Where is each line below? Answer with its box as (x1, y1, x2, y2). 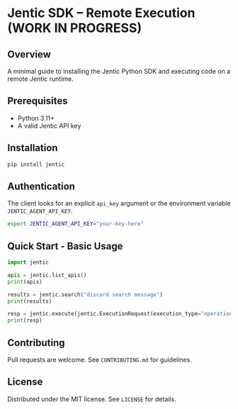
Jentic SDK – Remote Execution (7, 5, 195, 21)
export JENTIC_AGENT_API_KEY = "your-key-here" (7, 220, 144, 228)
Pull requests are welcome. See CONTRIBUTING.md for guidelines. (7, 355, 193, 364)
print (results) (7, 298, 52, 305)
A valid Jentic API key (17, 121, 81, 130)
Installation (7, 142, 58, 154)
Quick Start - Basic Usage (7, 240, 123, 252)
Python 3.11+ (17, 113, 55, 122)
